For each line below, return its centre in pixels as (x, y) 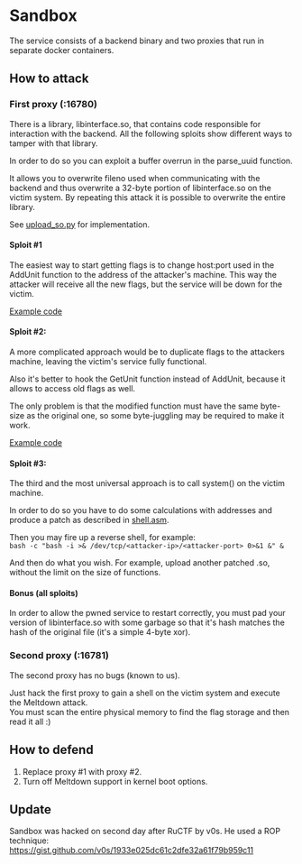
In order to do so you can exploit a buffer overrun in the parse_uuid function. (151, 161)
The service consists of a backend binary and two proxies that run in (137, 41)
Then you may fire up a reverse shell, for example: (103, 538)
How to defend (51, 750)
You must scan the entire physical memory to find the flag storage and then (150, 712)
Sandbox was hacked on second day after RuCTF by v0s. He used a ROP (145, 832)
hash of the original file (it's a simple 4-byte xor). (100, 632)
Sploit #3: (28, 463)
